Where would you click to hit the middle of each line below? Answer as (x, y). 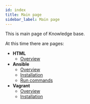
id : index (16, 10)
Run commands (36, 80)
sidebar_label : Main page (32, 19)
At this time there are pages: (35, 44)
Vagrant (21, 86)
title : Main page (24, 15)
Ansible (21, 64)
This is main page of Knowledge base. (45, 34)
